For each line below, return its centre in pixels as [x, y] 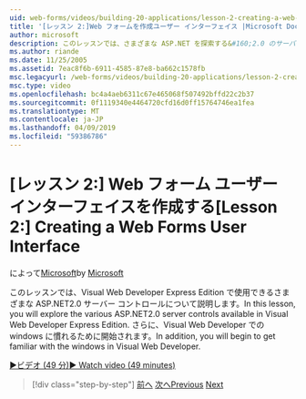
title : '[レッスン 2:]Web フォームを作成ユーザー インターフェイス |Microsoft [146, 26]
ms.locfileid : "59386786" [58, 137]
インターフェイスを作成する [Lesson [143, 207]
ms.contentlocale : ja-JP [56, 119]
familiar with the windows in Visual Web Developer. [105, 346]
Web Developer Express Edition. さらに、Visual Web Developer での [137, 324]
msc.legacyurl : [38, 77]
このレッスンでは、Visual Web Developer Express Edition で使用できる [142, 292]
